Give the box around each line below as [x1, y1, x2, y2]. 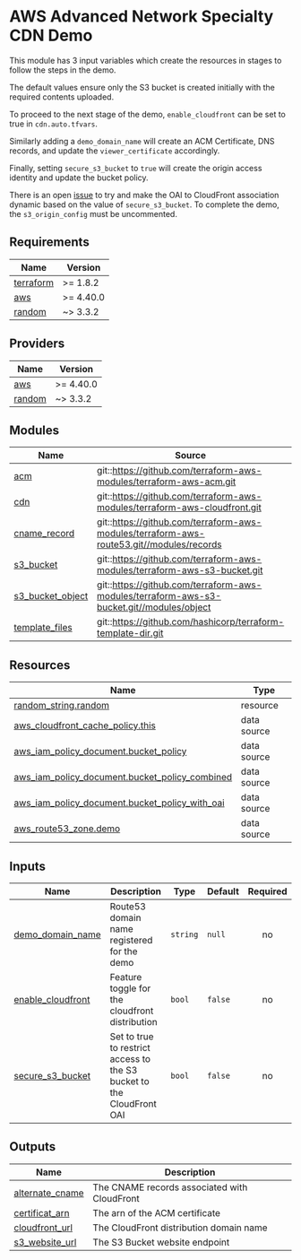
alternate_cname [13, 1186, 84, 1199]
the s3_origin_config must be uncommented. [9, 208, 177, 219]
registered [109, 934, 153, 946]
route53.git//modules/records [97, 538, 222, 551]
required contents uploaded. [9, 91, 115, 102]
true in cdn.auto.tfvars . [9, 118, 99, 129]
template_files [13, 621, 73, 634]
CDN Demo [9, 25, 93, 46]
